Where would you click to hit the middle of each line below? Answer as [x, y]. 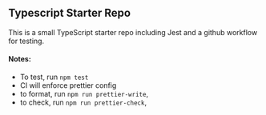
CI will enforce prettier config [68, 85]
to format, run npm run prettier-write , [84, 94]
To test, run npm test [54, 77]
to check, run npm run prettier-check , [83, 102]
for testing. [26, 41]
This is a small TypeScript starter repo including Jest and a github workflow [133, 32]
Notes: [20, 59]
